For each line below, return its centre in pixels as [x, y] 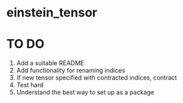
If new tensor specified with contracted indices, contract [97, 78]
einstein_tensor [52, 13]
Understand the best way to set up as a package [85, 92]
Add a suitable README [50, 63]
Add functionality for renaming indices [71, 71]
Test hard [30, 85]
